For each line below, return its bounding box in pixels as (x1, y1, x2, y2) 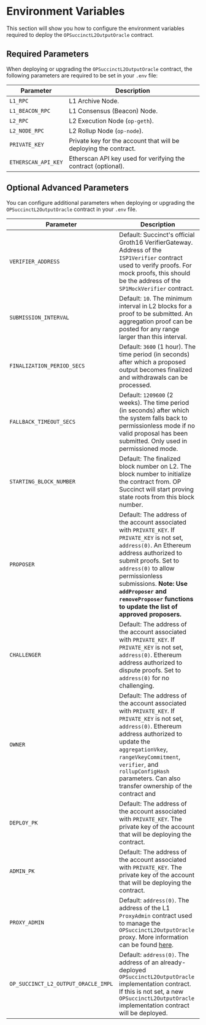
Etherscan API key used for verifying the (69, 154, 185, 163)
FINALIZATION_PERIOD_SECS (9, 362, 85, 369)
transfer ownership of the (119, 781, 193, 790)
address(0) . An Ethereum (119, 541, 191, 550)
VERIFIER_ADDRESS (9, 258, 60, 265)
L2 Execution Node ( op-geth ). (69, 117, 154, 125)
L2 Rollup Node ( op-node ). (69, 126, 143, 135)
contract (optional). (69, 161, 124, 170)
